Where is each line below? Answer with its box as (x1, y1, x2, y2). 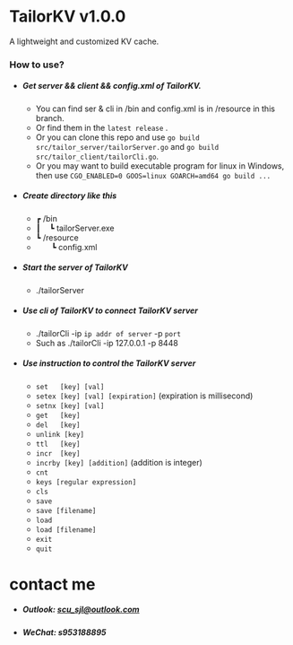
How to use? (9, 58, 65, 71)
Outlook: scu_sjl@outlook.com (22, 604, 141, 615)
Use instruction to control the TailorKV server (22, 358, 196, 369)
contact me (9, 574, 96, 594)
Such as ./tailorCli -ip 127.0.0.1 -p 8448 (35, 337, 179, 348)
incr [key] (35, 449, 81, 458)
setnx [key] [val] (35, 401, 105, 410)
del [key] (35, 420, 81, 430)
